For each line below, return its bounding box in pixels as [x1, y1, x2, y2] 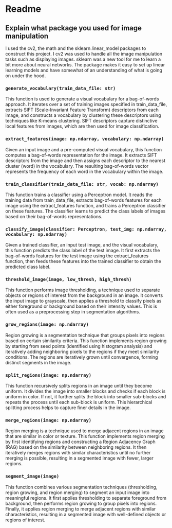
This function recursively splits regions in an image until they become [5, 383, 152, 389]
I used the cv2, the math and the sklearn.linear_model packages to [5, 45, 146, 51]
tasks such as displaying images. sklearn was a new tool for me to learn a [5, 56, 161, 62]
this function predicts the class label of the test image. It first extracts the [5, 248, 160, 254]
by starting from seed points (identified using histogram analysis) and [5, 343, 152, 349]
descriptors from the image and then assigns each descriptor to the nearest [5, 157, 166, 164]
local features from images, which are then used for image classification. [5, 123, 160, 129]
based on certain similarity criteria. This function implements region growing [5, 338, 167, 344]
